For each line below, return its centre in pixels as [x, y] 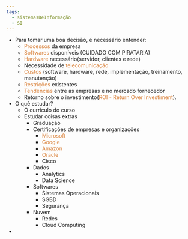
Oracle [50, 155]
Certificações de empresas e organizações [86, 129]
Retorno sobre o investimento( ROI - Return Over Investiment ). [100, 97]
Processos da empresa [52, 46]
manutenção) [40, 78]
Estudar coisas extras [51, 116]
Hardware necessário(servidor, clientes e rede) [82, 59]
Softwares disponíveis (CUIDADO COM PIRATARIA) [87, 53]
